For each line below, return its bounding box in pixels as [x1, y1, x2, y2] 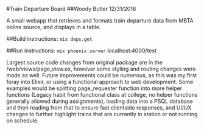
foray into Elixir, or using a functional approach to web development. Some [6, 78, 194, 85]
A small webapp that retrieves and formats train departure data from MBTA [6, 17, 194, 24]
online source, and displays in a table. [6, 24, 101, 30]
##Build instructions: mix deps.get [6, 35, 93, 42]
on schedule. [6, 117, 39, 124]
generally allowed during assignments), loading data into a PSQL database [6, 97, 193, 105]
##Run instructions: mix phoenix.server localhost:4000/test [6, 47, 157, 54]
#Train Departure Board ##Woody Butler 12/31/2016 [6, 5, 136, 12]
